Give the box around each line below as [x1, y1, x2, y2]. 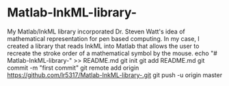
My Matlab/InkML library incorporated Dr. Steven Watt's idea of [7, 27, 186, 35]
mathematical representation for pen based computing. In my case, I [7, 34, 200, 42]
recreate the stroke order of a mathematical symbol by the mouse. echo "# [7, 49, 217, 57]
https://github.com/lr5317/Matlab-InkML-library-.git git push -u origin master [7, 70, 223, 79]
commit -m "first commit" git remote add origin [7, 63, 139, 72]
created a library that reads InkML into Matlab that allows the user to [7, 42, 200, 50]
